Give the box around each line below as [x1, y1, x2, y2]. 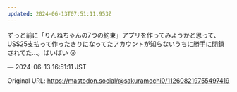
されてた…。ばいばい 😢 [7, 48, 77, 57]
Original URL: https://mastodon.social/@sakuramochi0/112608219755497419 [7, 76, 230, 85]
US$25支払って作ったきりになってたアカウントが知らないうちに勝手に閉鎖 [7, 40, 224, 48]
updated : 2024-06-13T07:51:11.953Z [7, 10, 112, 18]
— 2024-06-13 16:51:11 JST [7, 62, 87, 71]
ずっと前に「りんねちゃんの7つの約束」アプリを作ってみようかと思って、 [7, 30, 220, 39]
